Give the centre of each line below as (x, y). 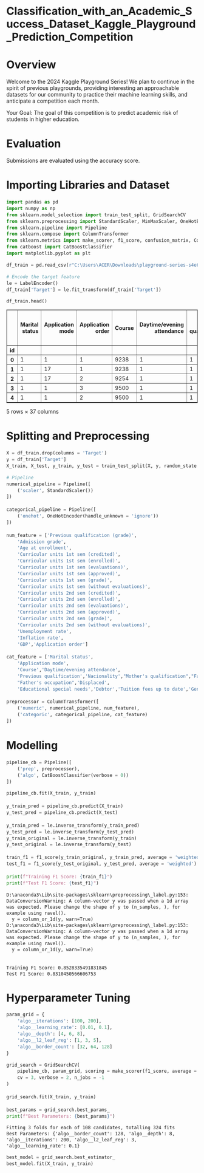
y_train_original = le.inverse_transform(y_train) (72, 838)
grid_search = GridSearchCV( (43, 1065)
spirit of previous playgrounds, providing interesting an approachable (93, 88)
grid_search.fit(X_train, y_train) (51, 1097)
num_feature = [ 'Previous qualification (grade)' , (72, 535)
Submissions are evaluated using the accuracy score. (73, 161)
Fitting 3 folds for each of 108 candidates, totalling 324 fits (90, 1128)
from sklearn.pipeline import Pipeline (57, 228)
